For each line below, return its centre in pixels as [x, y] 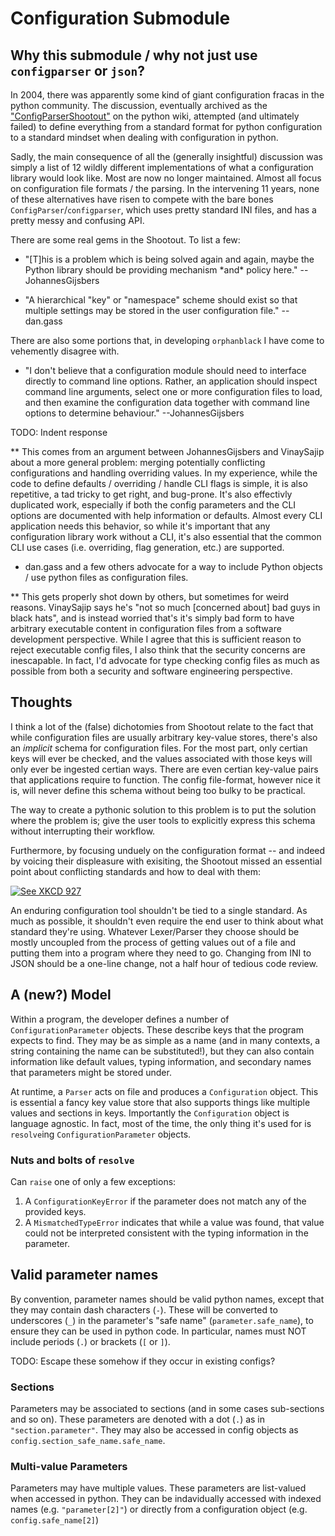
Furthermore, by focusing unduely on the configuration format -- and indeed [168, 850]
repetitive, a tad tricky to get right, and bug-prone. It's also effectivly [151, 494]
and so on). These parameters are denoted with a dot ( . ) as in [138, 1419]
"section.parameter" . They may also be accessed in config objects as [154, 1430]
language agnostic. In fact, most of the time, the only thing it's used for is [161, 1123]
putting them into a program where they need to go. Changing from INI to [161, 953]
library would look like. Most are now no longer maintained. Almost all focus [166, 178]
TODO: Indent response [59, 432]
